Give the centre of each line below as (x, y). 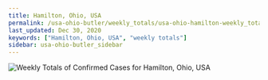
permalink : (26, 23)
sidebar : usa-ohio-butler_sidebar (66, 45)
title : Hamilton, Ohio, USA (55, 15)
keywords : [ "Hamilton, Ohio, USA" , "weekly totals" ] (98, 38)
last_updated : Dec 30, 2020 (55, 30)
